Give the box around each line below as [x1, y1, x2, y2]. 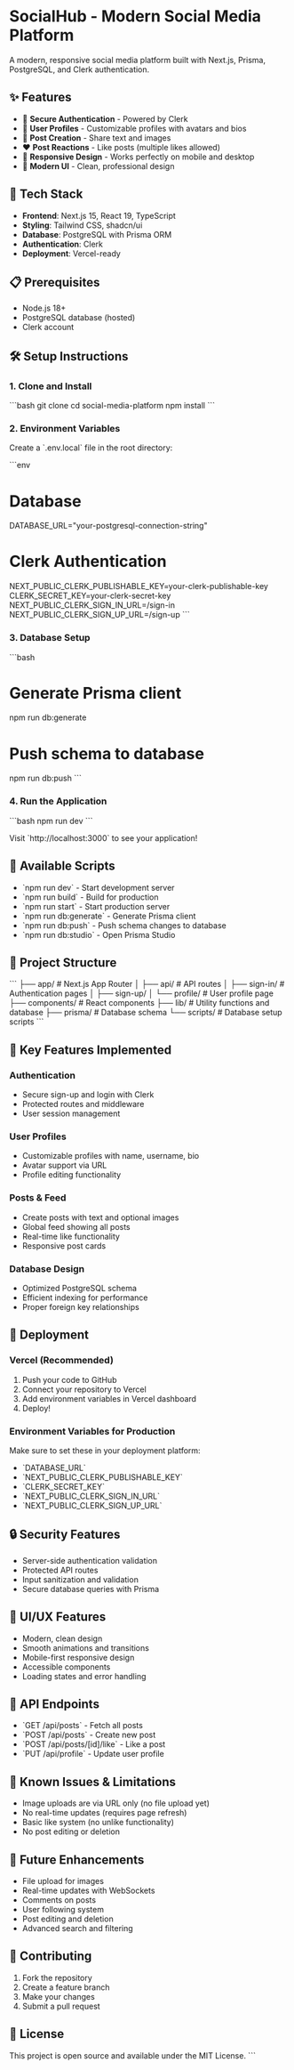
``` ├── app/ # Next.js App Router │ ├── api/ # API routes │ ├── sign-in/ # [9, 979, 285, 990]
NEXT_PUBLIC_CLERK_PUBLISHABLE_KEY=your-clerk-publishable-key [9, 581, 269, 592]
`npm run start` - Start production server [21, 901, 171, 911]
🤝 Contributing [9, 1949, 92, 1964]
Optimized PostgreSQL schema [21, 1282, 138, 1293]
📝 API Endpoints [9, 1696, 100, 1711]
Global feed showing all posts [21, 1221, 131, 1232]
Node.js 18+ [21, 303, 67, 313]
